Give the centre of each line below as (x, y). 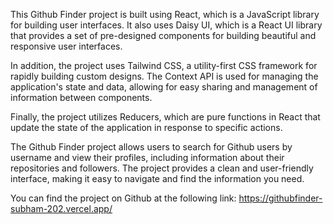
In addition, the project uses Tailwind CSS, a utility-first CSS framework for (164, 65)
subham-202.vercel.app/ (61, 208)
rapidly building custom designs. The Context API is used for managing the (164, 76)
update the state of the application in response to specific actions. (146, 127)
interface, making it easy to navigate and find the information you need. (157, 178)
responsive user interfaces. (66, 46)
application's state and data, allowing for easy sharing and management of (164, 87)
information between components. (81, 97)
